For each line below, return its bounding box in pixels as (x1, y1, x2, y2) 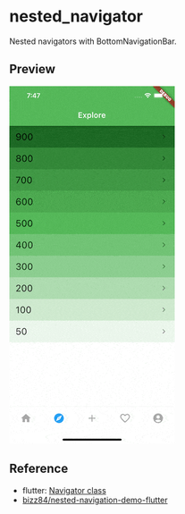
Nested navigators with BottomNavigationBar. (9, 36, 177, 46)
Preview (9, 62, 56, 77)
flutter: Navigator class (21, 485, 107, 495)
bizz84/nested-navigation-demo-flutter (21, 494, 168, 505)
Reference (9, 461, 69, 476)
